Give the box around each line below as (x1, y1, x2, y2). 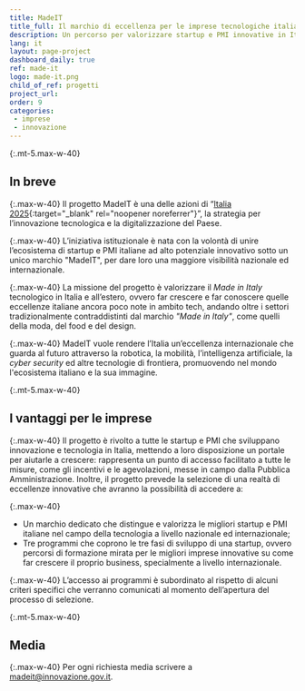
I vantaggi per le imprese (9, 410, 152, 427)
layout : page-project (9, 47, 92, 56)
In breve (9, 174, 57, 190)
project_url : (9, 89, 59, 98)
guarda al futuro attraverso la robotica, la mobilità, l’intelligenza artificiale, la (9, 347, 293, 359)
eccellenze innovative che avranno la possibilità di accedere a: (9, 483, 243, 494)
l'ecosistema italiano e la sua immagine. (9, 367, 158, 378)
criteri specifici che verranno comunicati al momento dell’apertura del (9, 584, 270, 595)
